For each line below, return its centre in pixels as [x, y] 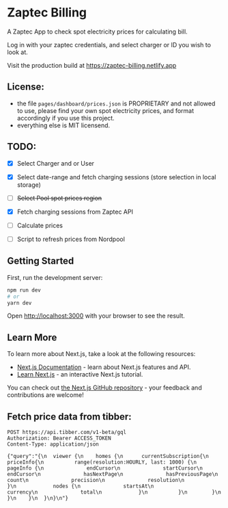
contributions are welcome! [45, 395]
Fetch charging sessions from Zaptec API [75, 212]
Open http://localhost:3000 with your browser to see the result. [96, 316]
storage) [29, 185]
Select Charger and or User [55, 163]
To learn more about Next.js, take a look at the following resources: [101, 354]
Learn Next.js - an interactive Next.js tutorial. [80, 374]
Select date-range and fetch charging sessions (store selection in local [116, 177]
